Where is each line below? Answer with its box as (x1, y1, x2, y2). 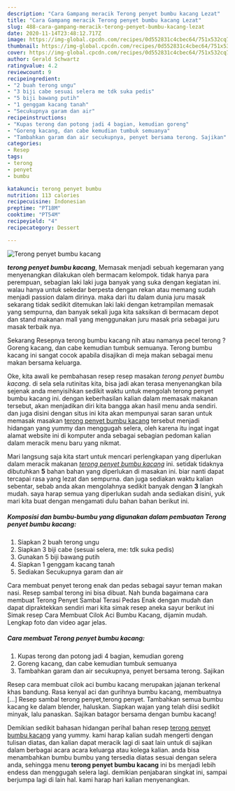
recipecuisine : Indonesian (7, 198, 86, 205)
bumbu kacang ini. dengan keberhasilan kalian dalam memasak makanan (7, 394, 218, 402)
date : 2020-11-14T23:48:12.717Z (7, 29, 101, 37)
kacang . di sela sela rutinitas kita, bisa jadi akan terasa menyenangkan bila (7, 379, 222, 388)
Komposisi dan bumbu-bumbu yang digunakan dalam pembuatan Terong (7, 513, 227, 521)
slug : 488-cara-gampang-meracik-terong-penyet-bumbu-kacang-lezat (7, 23, 205, 30)
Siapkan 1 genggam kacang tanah (17, 560, 115, 568)
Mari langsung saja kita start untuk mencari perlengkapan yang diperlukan (7, 452, 222, 460)
